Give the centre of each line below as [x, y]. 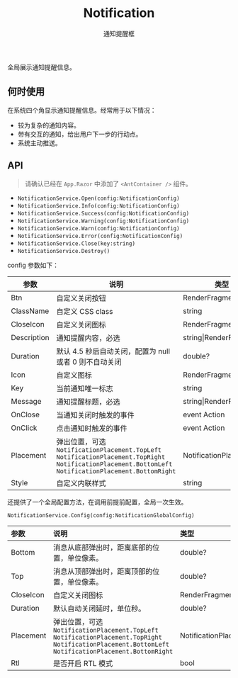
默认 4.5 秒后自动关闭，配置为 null [113, 351]
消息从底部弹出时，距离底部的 [103, 547]
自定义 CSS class [85, 311]
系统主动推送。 [39, 142]
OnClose [25, 414]
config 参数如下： [33, 265]
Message [26, 401]
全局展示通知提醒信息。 [41, 67]
